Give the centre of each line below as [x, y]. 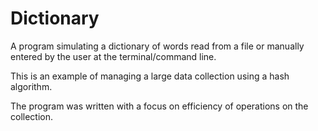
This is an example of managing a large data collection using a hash [150, 76]
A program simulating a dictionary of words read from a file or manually [157, 46]
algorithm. [31, 86]
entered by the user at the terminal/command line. [113, 56]
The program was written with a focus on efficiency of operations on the [159, 106]
